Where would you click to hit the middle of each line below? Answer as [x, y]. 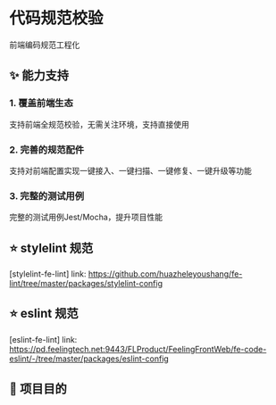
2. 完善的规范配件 [47, 150]
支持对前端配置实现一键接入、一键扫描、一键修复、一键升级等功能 [130, 170]
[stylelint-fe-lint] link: [48, 274]
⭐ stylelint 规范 [51, 248]
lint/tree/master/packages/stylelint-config [86, 284]
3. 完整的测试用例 [47, 195]
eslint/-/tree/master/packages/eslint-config [89, 359]
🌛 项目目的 [38, 389]
